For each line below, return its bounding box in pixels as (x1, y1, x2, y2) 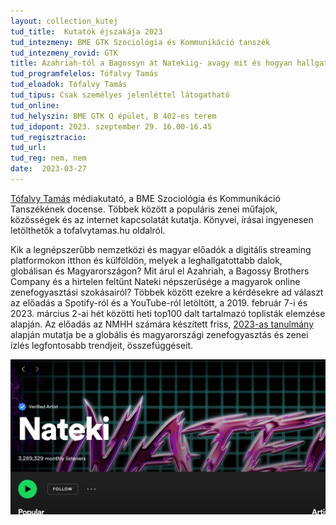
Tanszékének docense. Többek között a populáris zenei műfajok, (10, 203, 278, 215)
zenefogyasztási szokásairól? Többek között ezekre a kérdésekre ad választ (10, 286, 324, 298)
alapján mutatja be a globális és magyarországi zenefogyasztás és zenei (10, 328, 309, 340)
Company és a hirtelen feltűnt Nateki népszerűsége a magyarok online (10, 275, 301, 287)
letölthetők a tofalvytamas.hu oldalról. (10, 224, 166, 236)
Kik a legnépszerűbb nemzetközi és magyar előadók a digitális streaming (10, 243, 312, 255)
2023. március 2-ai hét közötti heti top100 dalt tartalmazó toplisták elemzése (10, 307, 326, 319)
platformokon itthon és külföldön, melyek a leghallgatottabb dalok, (10, 254, 283, 266)
